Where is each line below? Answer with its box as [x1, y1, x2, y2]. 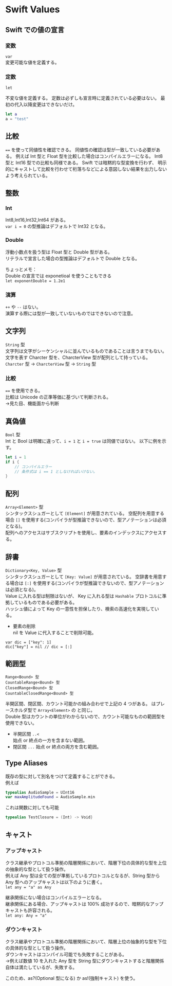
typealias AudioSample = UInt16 [5, 790, 74, 795]
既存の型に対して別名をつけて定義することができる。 [5, 773, 118, 779]
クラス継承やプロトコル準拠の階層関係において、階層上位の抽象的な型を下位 [5, 939, 167, 945]
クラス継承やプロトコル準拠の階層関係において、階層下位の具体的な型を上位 [5, 859, 167, 866]
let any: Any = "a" [5, 913, 47, 918]
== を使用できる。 [5, 387, 43, 394]
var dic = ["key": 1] [5, 639, 52, 645]
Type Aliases [5, 759, 48, 767]
